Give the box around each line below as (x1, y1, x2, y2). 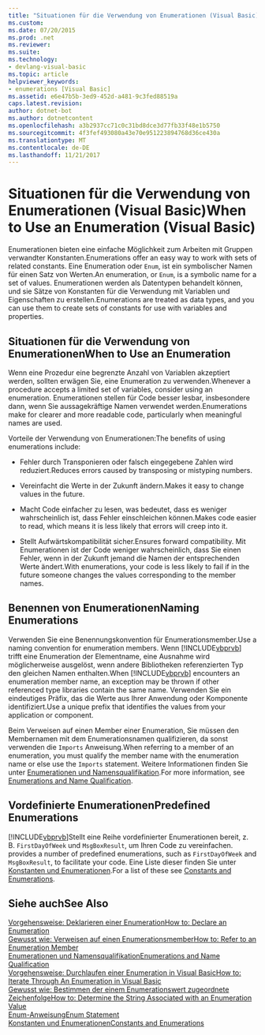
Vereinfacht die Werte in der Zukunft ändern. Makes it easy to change (19, 481, 244, 490)
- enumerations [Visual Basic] (8, 84, 111, 93)
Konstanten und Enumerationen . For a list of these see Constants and (8, 865, 232, 875)
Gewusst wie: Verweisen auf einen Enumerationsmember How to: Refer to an (8, 935, 257, 944)
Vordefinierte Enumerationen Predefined (8, 799, 211, 812)
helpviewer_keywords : (8, 77, 80, 85)
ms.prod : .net (8, 33, 55, 42)
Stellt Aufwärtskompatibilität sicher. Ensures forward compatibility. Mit (19, 537, 246, 546)
